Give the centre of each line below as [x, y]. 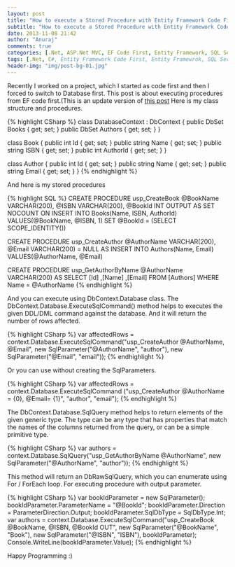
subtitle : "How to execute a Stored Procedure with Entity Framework [111, 27]
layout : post [26, 14]
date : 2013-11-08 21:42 [42, 33]
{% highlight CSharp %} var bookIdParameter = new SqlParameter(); [106, 497]
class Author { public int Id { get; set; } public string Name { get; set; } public [117, 163]
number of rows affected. [44, 321]
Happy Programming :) [40, 555]
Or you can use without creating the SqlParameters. [82, 370]
